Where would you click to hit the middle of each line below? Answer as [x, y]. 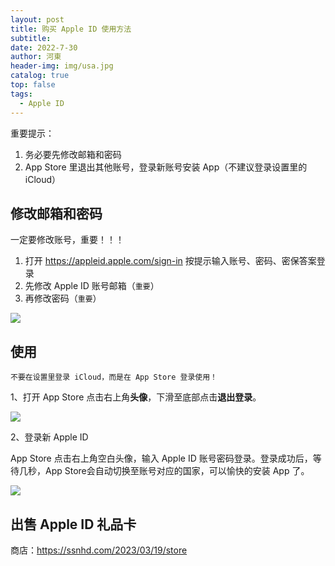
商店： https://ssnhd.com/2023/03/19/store [99, 550]
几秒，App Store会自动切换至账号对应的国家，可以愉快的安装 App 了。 [164, 471]
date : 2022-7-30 [44, 47]
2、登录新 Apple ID [49, 437]
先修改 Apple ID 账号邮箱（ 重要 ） [92, 286]
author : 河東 [36, 57]
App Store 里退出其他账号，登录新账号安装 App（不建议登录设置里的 [166, 167]
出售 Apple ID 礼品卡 [73, 524]
